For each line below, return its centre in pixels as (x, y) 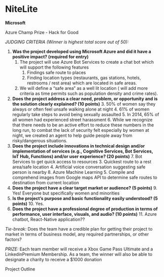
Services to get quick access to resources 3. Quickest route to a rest (82, 161)
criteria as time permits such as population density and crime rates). (89, 93)
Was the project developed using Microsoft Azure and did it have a (82, 51)
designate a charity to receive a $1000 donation (54, 259)
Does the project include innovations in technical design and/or (79, 146)
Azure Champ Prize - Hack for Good (42, 32)
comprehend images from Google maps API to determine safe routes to (85, 177)
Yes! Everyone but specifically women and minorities (66, 193)
